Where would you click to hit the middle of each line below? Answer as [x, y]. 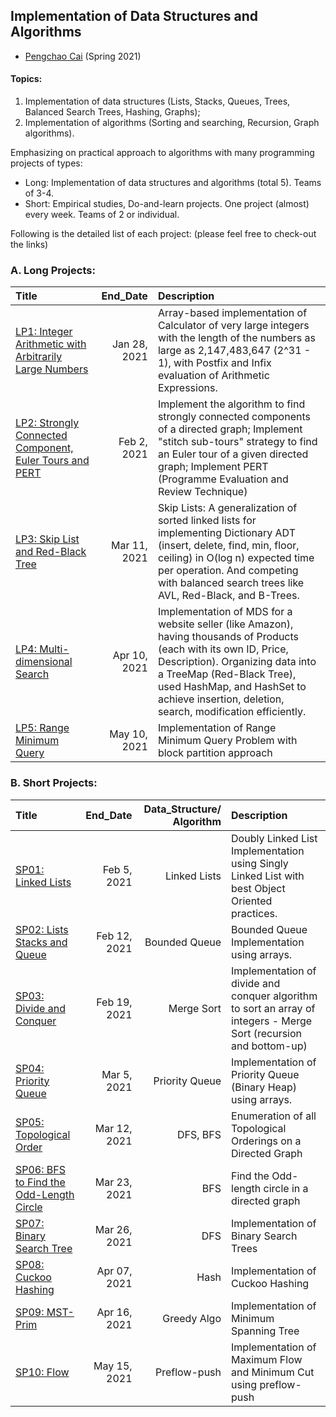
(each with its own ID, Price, [223, 649]
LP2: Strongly [47, 423]
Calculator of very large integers [233, 326]
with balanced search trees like [231, 583]
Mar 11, [129, 546]
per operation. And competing [228, 571]
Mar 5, [117, 1074]
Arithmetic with [51, 344]
